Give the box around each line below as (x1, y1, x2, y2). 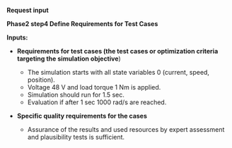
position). (27, 75, 56, 84)
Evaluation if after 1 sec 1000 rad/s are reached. (27, 98, 167, 106)
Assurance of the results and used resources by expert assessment (27, 125, 225, 133)
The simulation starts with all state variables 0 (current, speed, (27, 68, 210, 76)
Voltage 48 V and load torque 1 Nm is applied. (27, 83, 161, 91)
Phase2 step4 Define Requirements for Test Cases (6, 20, 158, 27)
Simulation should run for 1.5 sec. (27, 91, 125, 99)
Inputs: (6, 33, 28, 42)
